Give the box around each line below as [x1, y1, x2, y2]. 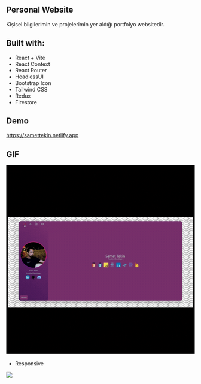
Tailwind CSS [14, 86, 48, 93]
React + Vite [14, 54, 46, 61]
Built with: [6, 38, 45, 49]
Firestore [14, 98, 38, 105]
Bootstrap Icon [14, 79, 52, 86]
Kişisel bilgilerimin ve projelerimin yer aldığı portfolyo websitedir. [6, 20, 165, 28]
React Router [14, 66, 47, 74]
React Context [14, 60, 50, 68]
